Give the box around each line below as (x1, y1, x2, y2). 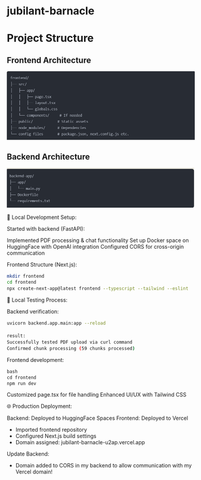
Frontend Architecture (7, 55, 91, 65)
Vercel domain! (15, 468, 53, 475)
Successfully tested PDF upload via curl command (7, 339, 133, 345)
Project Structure (7, 32, 94, 45)
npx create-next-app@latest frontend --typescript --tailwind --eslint (7, 286, 188, 292)
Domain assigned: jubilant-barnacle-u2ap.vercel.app (15, 438, 146, 445)
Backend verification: (7, 308, 59, 315)
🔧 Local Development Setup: (7, 213, 77, 221)
